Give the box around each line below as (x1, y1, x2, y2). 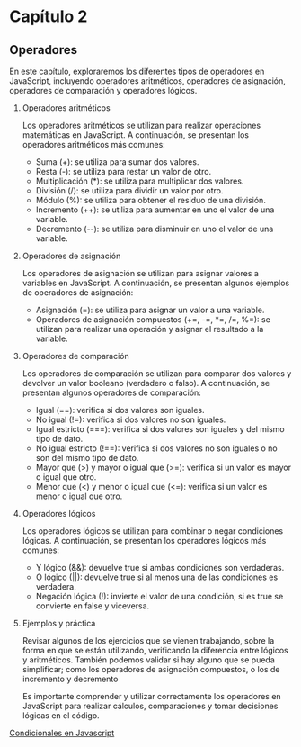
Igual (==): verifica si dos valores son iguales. (35, 405, 205, 415)
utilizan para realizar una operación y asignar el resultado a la (35, 324, 264, 334)
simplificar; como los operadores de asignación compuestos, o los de (22, 664, 280, 674)
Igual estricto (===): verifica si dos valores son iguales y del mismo (35, 424, 285, 434)
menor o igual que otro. (35, 490, 123, 501)
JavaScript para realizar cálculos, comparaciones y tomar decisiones (22, 700, 279, 711)
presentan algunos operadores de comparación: (22, 387, 202, 398)
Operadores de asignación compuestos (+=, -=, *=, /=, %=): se (35, 314, 271, 325)
